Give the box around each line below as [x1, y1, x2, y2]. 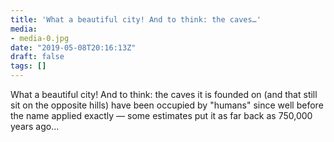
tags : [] [10, 61, 47, 71]
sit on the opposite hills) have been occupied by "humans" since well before [10, 99, 324, 111]
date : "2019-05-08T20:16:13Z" [10, 42, 137, 53]
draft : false [10, 52, 65, 62]
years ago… [10, 121, 60, 132]
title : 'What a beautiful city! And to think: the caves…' [10, 14, 262, 25]
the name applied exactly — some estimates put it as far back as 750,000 [10, 110, 313, 121]
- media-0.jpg [10, 33, 70, 43]
